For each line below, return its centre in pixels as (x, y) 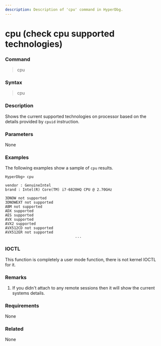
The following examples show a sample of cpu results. (59, 168)
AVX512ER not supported (29, 232)
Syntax (14, 82)
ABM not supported (24, 207)
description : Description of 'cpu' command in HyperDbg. (64, 10)
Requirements (22, 306)
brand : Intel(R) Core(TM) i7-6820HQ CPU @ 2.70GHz (59, 190)
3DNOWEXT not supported (29, 203)
